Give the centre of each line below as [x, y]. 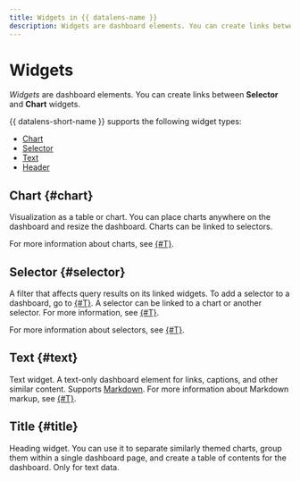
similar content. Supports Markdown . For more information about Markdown [149, 389]
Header [36, 167]
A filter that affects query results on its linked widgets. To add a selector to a [150, 294]
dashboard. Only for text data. [64, 467]
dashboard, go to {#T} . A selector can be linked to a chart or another [136, 303]
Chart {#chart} [51, 195]
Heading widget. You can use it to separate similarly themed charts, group [146, 448]
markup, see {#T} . [43, 398]
